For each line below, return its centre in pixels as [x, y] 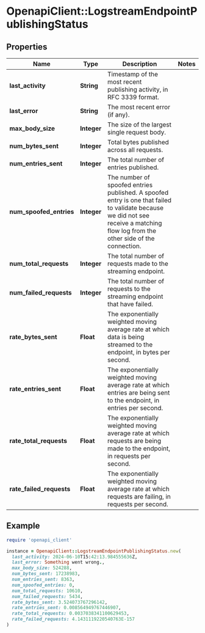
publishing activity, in [138, 90]
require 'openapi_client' [39, 540]
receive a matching [135, 223]
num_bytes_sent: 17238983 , [46, 574]
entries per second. [135, 408]
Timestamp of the [133, 74]
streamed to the [130, 345]
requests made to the [138, 264]
